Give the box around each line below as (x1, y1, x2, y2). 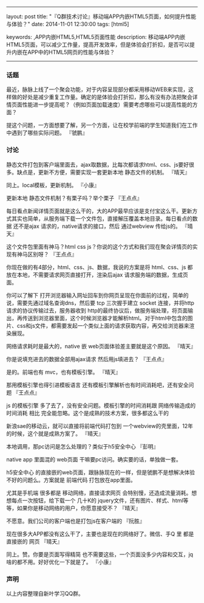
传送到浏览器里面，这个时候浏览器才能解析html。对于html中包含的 (22, 314, 188, 322)
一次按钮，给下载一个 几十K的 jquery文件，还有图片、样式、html (22, 497, 183, 504)
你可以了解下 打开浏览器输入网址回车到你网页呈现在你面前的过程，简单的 (6, 291, 189, 298)
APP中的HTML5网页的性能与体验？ (27, 49, 115, 55)
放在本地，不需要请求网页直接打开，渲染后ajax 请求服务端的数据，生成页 (6, 271, 188, 278)
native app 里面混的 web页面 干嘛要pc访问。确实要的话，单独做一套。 (6, 455, 182, 463)
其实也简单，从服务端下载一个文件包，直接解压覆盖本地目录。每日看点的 (11, 215, 192, 222)
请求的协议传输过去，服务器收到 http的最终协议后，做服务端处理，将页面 (6, 306, 188, 314)
